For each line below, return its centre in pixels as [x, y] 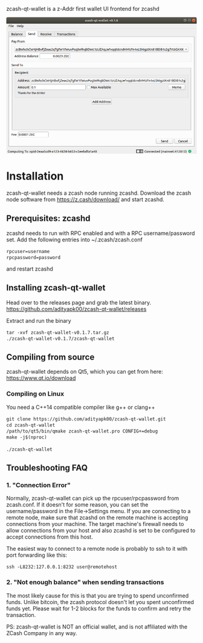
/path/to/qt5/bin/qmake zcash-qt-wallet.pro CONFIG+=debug [82, 431]
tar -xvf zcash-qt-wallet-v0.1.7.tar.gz [58, 332]
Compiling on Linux [35, 394]
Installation [35, 176]
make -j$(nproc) [27, 437]
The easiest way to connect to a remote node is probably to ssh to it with [97, 549]
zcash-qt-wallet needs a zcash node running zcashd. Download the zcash [99, 193]
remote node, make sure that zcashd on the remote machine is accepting [97, 517]
